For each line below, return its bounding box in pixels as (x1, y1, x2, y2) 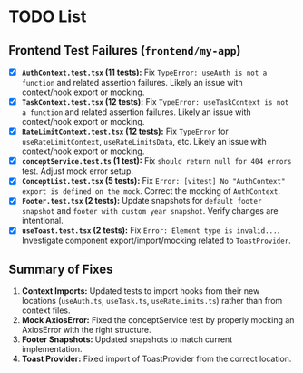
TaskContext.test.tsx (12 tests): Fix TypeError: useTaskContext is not (21, 96, 289, 107)
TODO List (8, 6, 87, 27)
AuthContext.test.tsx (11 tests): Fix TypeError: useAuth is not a (21, 66, 268, 77)
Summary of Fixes (8, 261, 114, 277)
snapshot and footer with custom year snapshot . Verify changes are (21, 206, 279, 217)
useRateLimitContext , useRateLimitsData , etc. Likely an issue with (21, 136, 267, 147)
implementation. (21, 344, 83, 355)
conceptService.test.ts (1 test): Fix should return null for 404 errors (21, 156, 292, 166)
